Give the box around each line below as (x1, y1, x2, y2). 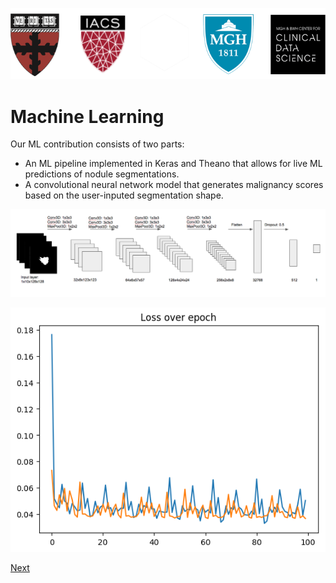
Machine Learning (10, 105, 165, 128)
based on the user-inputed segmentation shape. (24, 189, 224, 202)
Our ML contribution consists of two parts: (10, 138, 185, 150)
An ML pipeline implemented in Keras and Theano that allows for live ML (24, 158, 323, 170)
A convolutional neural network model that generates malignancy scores (24, 179, 324, 191)
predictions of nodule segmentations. (24, 168, 180, 180)
